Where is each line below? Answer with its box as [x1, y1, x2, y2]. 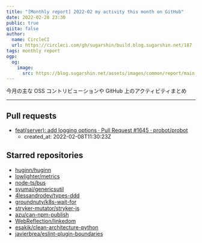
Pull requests [6, 110, 57, 121]
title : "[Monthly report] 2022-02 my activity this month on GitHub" [6, 8, 185, 15]
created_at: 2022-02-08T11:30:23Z [23, 133, 111, 140]
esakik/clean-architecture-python [14, 223, 99, 231]
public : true [6, 20, 39, 26]
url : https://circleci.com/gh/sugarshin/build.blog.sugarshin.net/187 [11, 43, 192, 49]
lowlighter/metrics [14, 172, 60, 180]
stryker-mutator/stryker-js [14, 205, 80, 212]
